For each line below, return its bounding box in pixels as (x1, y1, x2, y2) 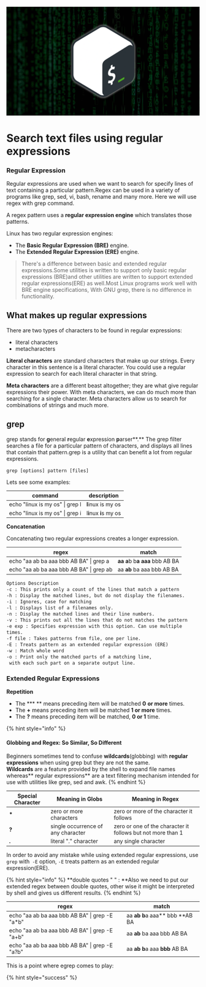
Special (17, 792, 37, 799)
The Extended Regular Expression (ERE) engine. (15, 248, 140, 255)
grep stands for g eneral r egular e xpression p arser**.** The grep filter (6, 435, 182, 443)
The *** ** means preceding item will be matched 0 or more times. (15, 699, 185, 707)
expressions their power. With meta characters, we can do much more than (6, 388, 196, 395)
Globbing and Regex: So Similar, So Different (6, 739, 122, 746)
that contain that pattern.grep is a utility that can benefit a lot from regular (6, 448, 193, 455)
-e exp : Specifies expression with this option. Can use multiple (6, 623, 183, 629)
